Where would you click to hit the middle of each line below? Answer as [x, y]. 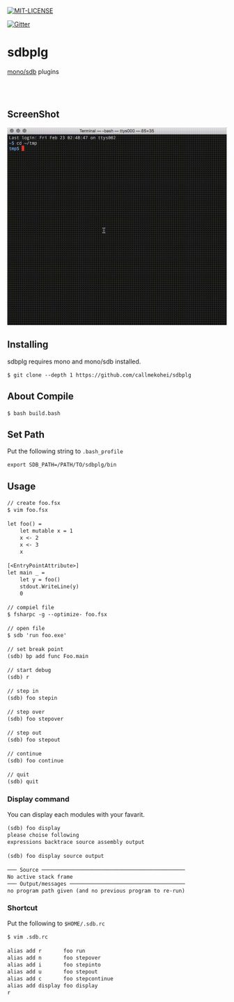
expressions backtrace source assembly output [76, 842]
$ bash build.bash [34, 413]
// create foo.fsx [34, 503]
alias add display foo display [53, 985]
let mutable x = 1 [46, 531]
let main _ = [26, 573]
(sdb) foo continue [36, 761]
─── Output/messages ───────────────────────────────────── [96, 884]
